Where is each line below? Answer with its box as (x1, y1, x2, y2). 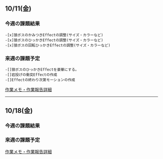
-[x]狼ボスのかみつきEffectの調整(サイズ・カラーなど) (5, 32, 103, 37)
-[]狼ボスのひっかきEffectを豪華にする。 (5, 67, 79, 72)
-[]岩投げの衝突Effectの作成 (5, 72, 57, 77)
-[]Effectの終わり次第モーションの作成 (5, 77, 75, 82)
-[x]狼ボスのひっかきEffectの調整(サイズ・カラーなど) (5, 38, 103, 43)
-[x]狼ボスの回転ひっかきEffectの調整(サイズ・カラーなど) (5, 43, 111, 48)
